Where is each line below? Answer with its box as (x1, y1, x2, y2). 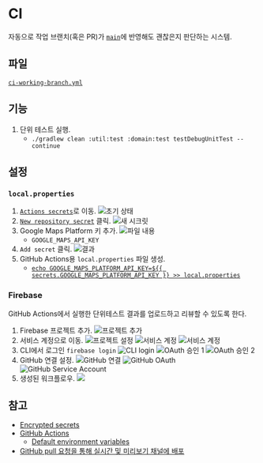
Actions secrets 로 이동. (19, 206, 96, 216)
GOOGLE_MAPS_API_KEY (31, 236, 100, 245)
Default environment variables (31, 437, 130, 446)
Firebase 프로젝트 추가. (19, 326, 92, 335)
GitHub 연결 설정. (19, 355, 74, 364)
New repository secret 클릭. (19, 216, 111, 226)
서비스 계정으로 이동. (19, 335, 84, 344)
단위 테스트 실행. (19, 124, 71, 134)
